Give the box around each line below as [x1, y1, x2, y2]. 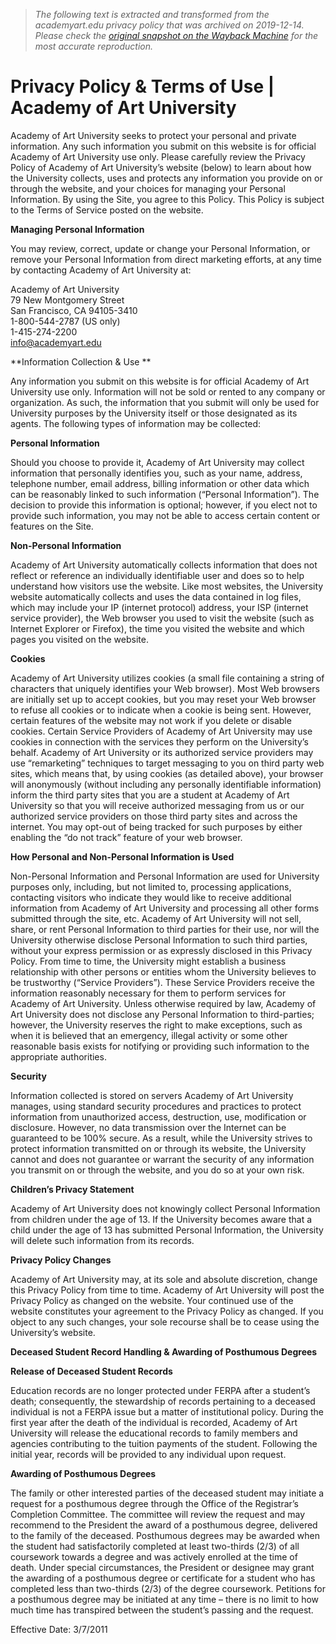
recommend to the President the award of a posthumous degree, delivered [10, 1519, 318, 1531]
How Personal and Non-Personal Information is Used [10, 850, 235, 863]
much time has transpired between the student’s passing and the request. [10, 1604, 314, 1616]
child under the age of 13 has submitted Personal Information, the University [10, 1224, 324, 1236]
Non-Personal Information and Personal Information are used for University [10, 870, 320, 882]
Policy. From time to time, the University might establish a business [10, 955, 287, 967]
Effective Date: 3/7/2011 [10, 1623, 108, 1635]
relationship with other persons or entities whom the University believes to [10, 965, 317, 978]
